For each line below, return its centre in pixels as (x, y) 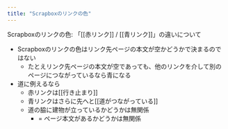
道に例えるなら (39, 83)
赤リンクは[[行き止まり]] (63, 92)
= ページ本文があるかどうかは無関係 (89, 118)
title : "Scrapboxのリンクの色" (49, 14)
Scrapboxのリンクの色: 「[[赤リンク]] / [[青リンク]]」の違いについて (104, 34)
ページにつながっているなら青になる (79, 75)
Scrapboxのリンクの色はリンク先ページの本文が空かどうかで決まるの (116, 49)
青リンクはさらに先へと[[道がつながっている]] (93, 101)
